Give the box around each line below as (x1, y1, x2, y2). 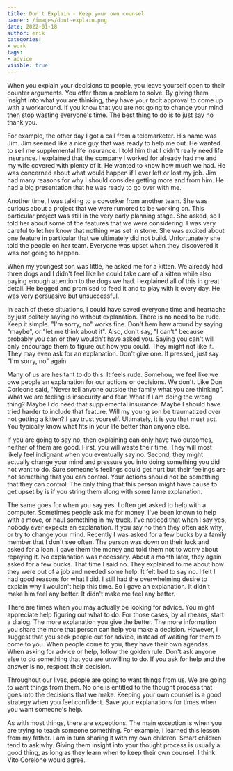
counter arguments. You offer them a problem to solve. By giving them (7, 88, 209, 97)
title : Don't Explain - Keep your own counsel (7, 10, 145, 17)
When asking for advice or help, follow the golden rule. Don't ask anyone (7, 647, 216, 655)
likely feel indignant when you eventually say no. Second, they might (7, 450, 204, 459)
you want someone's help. (7, 705, 83, 713)
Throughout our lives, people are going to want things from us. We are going (7, 676, 227, 684)
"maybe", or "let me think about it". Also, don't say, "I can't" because (7, 327, 204, 335)
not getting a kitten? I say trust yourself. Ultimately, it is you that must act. (7, 415, 218, 423)
